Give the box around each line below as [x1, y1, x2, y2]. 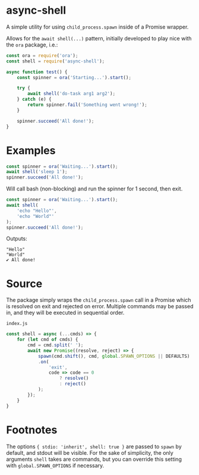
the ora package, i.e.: [6, 41, 58, 48]
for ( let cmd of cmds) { [17, 337, 78, 343]
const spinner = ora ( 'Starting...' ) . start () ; [17, 74, 132, 80]
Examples [6, 143, 56, 157]
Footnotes [6, 423, 58, 436]
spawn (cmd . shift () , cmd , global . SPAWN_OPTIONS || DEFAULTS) [37, 353, 190, 359]
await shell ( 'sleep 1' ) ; [6, 169, 68, 175]
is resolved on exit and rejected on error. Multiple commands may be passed [6, 303, 194, 310]
